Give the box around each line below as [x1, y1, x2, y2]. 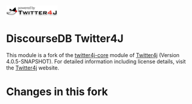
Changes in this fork [6, 85, 108, 99]
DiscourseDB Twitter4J [6, 32, 124, 46]
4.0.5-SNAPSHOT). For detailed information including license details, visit [6, 58, 186, 65]
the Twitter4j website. [6, 64, 59, 71]
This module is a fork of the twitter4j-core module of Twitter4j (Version [6, 51, 180, 58]
